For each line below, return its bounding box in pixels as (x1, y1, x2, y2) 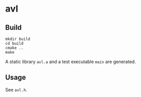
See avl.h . (5, 86, 28, 92)
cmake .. (5, 45, 24, 51)
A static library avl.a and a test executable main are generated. (5, 59, 136, 65)
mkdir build (5, 36, 30, 41)
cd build (5, 41, 24, 46)
